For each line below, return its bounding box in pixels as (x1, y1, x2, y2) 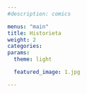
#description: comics (7, 10, 71, 18)
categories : (7, 43, 42, 50)
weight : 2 (7, 36, 37, 43)
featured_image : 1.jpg (13, 68, 81, 75)
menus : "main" (7, 23, 50, 30)
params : (7, 49, 30, 56)
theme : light (13, 56, 52, 63)
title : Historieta (7, 30, 62, 37)
